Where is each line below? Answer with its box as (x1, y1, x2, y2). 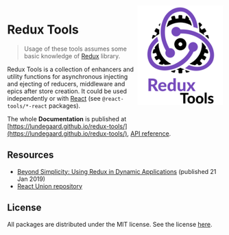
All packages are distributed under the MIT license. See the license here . (7, 220, 213, 228)
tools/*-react (7, 103, 48, 110)
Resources (7, 149, 54, 161)
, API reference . (126, 129, 171, 138)
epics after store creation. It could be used (7, 87, 128, 95)
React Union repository (16, 182, 83, 190)
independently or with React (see (7, 94, 101, 102)
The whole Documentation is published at (7, 114, 127, 123)
